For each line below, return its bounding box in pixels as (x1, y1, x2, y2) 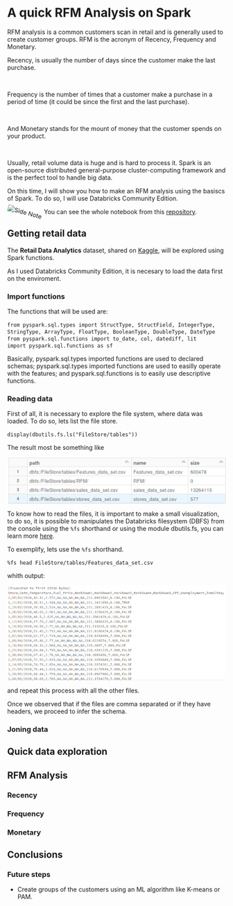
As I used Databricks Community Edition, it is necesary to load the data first (7, 267, 223, 275)
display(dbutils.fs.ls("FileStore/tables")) (7, 431, 138, 438)
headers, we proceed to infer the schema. (7, 707, 127, 715)
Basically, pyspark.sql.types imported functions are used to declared (7, 355, 204, 363)
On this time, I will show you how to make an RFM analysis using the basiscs (7, 186, 225, 195)
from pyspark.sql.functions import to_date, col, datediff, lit (7, 336, 197, 342)
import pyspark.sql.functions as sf (7, 342, 113, 349)
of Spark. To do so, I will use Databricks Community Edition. (7, 194, 178, 202)
